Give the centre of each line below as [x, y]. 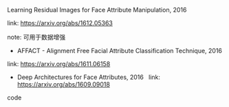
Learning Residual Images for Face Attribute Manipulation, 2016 [97, 10]
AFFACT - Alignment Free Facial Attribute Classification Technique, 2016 [119, 51]
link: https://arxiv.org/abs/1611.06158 [59, 64]
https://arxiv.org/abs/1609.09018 [63, 84]
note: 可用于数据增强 [36, 37]
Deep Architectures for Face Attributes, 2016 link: [88, 77]
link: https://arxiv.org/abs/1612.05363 [60, 23]
